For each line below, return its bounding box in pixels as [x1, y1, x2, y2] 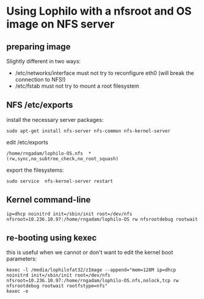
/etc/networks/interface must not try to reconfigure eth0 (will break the [15, 69, 194, 77]
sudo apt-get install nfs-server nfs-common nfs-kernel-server [6, 128, 171, 134]
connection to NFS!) [15, 76, 66, 83]
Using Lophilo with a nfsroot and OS [6, 4, 192, 18]
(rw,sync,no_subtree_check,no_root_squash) [6, 155, 119, 162]
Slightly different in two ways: [6, 58, 81, 65]
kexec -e [6, 288, 29, 295]
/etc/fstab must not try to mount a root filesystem [15, 82, 139, 90]
